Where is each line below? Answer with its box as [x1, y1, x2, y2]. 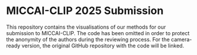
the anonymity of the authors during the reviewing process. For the [6, 36, 170, 43]
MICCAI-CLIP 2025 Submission [6, 4, 164, 18]
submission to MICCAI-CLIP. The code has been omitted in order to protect [6, 29, 190, 36]
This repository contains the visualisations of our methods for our [6, 23, 166, 30]
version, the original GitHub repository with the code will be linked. [21, 42, 185, 49]
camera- [171, 36, 192, 43]
